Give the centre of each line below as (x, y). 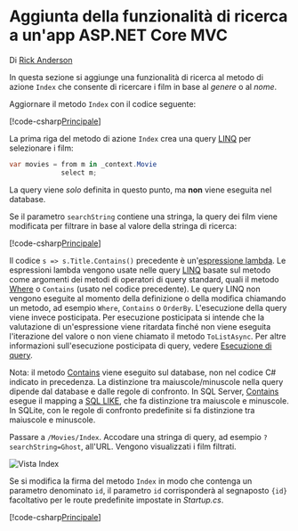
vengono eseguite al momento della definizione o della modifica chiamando (148, 298)
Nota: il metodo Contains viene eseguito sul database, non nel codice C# (143, 372)
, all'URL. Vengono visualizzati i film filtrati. (159, 446)
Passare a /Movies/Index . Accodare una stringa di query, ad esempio (136, 437)
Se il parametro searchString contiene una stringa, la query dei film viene (144, 216)
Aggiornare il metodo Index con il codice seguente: (103, 103)
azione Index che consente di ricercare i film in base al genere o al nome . (143, 86)
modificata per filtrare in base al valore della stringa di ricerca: (123, 225)
